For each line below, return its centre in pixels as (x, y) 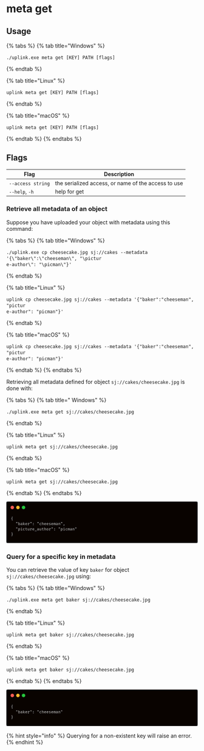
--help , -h (21, 191)
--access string (29, 183)
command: (20, 228)
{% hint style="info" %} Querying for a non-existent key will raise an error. (99, 736)
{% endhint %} (25, 742)
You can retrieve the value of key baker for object (68, 570)
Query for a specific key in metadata (61, 557)
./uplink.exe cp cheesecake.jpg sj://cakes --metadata (77, 252)
